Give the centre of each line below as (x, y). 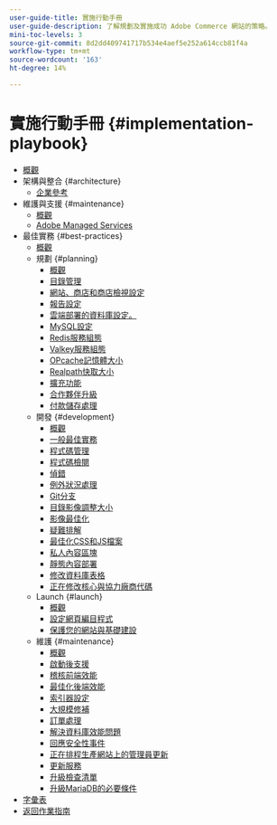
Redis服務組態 (75, 337)
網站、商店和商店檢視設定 (97, 292)
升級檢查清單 (73, 777)
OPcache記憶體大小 (86, 360)
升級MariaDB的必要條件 (93, 788)
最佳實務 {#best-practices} (73, 235)
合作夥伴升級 (73, 394)
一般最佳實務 (73, 439)
